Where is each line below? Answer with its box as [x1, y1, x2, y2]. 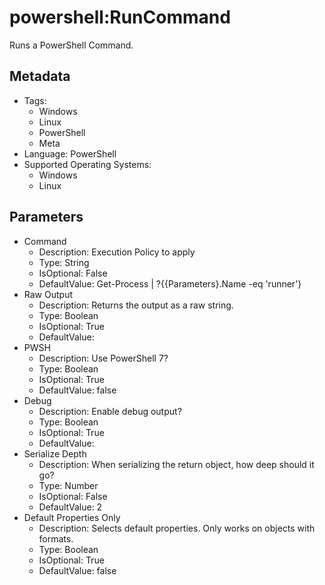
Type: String [38, 256, 90, 268]
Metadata [9, 68, 71, 85]
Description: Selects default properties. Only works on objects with [38, 522, 316, 534]
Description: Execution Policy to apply [38, 246, 196, 258]
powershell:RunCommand [9, 6, 231, 29]
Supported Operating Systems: [23, 158, 152, 170]
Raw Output [23, 288, 73, 300]
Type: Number [38, 479, 99, 491]
